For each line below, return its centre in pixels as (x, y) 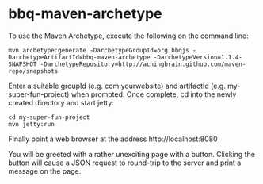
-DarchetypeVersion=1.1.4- (198, 57)
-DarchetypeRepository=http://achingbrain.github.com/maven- (143, 64)
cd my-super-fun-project (49, 117)
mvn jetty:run (32, 124)
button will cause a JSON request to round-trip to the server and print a (125, 163)
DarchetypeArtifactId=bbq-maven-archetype (79, 57)
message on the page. (45, 171)
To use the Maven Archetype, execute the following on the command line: (129, 36)
